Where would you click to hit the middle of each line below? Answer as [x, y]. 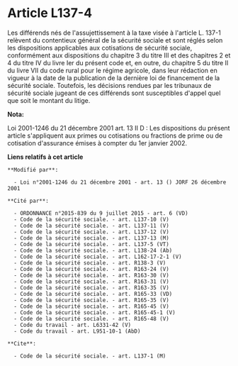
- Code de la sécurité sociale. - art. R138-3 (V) [90, 263]
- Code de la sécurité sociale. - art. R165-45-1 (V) [95, 312]
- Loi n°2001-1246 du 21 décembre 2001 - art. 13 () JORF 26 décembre [120, 182]
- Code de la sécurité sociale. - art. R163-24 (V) [92, 269]
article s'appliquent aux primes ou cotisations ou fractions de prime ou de [115, 135]
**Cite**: [22, 343]
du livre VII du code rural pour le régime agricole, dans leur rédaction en [112, 70]
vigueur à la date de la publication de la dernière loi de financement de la [114, 78]
